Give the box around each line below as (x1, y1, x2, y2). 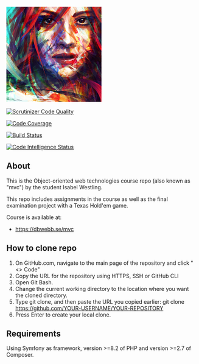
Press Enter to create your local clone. (15, 311, 111, 318)
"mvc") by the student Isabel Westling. (6, 183, 103, 191)
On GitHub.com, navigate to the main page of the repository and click (15, 259, 190, 267)
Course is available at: (6, 214, 62, 221)
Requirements (6, 329, 61, 339)
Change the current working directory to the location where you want (15, 285, 189, 292)
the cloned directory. (15, 292, 68, 299)
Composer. (6, 351, 34, 359)
